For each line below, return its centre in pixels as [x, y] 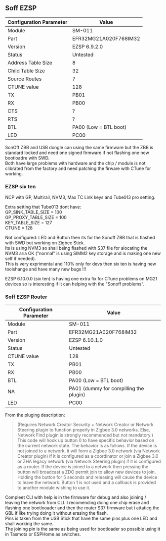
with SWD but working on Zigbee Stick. [45, 243]
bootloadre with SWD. [27, 158]
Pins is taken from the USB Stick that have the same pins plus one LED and [81, 518]
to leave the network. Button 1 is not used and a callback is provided [86, 483]
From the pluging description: [35, 415]
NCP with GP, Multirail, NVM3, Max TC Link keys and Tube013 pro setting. [80, 197]
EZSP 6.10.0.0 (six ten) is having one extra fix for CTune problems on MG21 [81, 279]
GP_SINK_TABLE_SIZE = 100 [34, 212]
